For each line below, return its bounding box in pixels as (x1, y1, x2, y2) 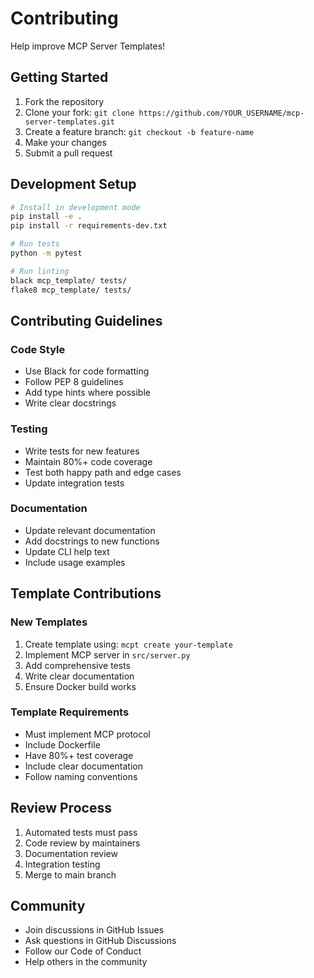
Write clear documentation (24, 670, 135, 682)
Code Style (10, 342, 66, 356)
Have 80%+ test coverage (24, 749, 134, 761)
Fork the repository (24, 95, 105, 107)
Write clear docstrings (24, 397, 117, 409)
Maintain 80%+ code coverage (24, 455, 153, 467)
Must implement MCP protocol (24, 728, 152, 740)
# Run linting (10, 266, 70, 276)
